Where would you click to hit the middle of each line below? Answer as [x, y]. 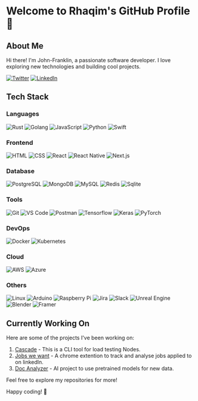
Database [20, 171]
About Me [25, 46]
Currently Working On [48, 323]
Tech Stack [27, 97]
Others [16, 285]
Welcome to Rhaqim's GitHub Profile [98, 11]
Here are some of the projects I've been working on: [70, 338]
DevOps [18, 228]
